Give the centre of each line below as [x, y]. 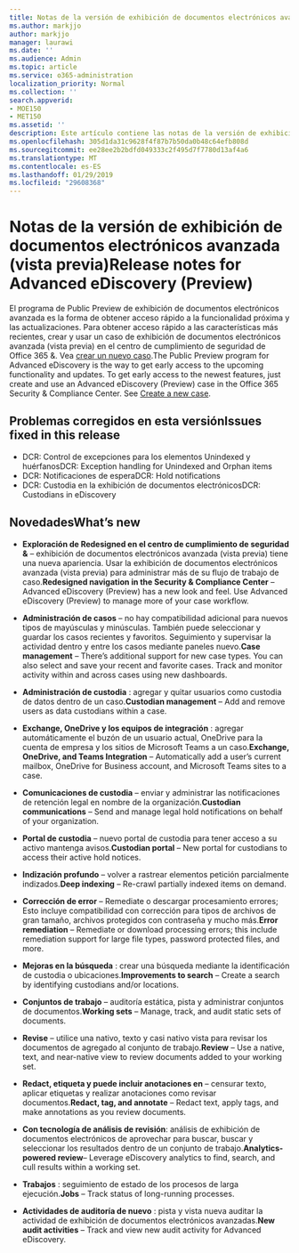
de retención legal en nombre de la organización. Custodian [131, 802]
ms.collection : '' [43, 92]
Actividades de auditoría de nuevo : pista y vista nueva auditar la [142, 1210]
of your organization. [61, 821]
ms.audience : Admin [45, 59]
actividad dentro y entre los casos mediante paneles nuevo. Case [141, 646]
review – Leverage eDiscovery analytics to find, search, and [166, 1157]
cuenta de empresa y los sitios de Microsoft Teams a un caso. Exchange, [155, 747]
